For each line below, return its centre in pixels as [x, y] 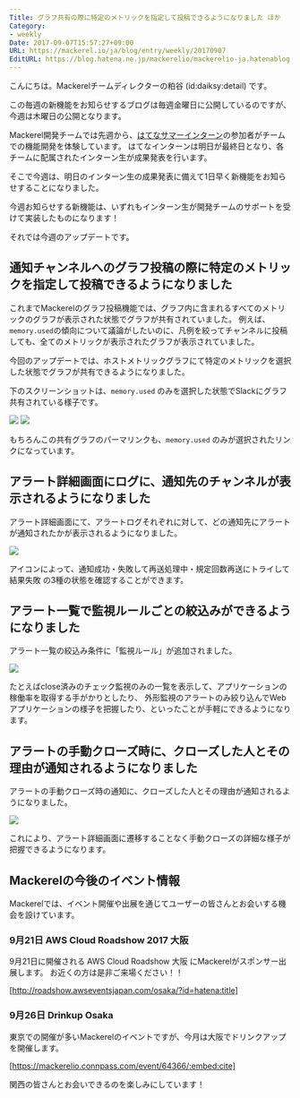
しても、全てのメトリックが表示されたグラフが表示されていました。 [134, 341]
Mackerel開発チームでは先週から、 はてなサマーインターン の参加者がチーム [148, 135]
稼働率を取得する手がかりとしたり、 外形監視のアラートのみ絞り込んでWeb [148, 698]
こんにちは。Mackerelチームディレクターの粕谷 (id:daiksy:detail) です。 [141, 86]
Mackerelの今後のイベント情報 [95, 880]
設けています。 [52, 915]
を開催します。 [37, 1048]
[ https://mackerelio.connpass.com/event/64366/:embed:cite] [122, 1066]
